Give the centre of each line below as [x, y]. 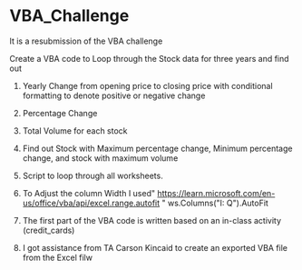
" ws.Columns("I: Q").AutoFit [215, 203]
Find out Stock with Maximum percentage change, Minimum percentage [157, 148]
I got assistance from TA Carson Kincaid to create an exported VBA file [155, 247]
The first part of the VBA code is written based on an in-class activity [152, 220]
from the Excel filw [58, 257]
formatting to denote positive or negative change [114, 95]
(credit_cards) [49, 230]
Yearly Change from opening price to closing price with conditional [148, 85]
